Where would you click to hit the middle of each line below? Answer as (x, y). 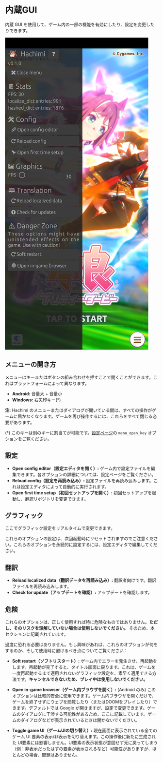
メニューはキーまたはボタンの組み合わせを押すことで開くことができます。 (79, 377)
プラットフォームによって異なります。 (51, 383)
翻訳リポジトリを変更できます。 (57, 499)
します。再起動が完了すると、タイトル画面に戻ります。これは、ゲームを (84, 667)
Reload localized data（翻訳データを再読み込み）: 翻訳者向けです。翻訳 (84, 580)
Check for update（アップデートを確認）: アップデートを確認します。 (82, 592)
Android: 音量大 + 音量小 (37, 393)
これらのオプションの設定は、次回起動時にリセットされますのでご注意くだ (79, 539)
